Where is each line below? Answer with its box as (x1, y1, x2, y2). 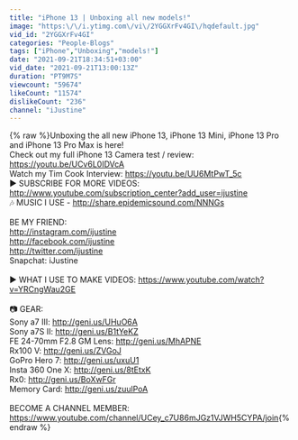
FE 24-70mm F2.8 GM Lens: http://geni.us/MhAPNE (9, 335, 202, 347)
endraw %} (9, 422, 51, 433)
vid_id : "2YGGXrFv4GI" (9, 30, 95, 39)
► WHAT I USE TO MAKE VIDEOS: (9, 274, 137, 285)
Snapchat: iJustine (9, 255, 78, 266)
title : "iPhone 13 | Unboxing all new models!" (9, 13, 192, 23)
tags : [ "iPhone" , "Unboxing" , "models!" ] (9, 47, 159, 56)
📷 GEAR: (9, 304, 43, 315)
